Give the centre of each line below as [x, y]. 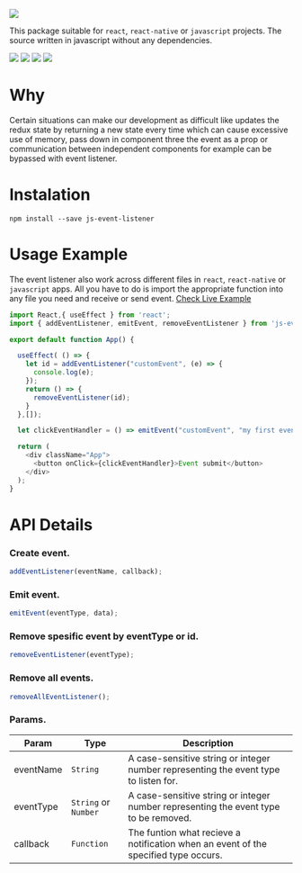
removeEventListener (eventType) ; [72, 655]
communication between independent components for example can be [141, 148]
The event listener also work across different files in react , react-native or [147, 279]
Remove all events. [52, 678]
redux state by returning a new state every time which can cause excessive [149, 130]
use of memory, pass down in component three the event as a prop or [138, 139]
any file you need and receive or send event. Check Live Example [130, 298]
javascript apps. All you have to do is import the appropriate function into [147, 289]
